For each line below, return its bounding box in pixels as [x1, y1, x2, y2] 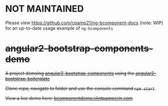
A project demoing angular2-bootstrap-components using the [5, 70, 135, 76]
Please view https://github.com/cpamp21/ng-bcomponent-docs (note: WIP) [5, 20, 163, 26]
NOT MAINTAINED [5, 3, 84, 15]
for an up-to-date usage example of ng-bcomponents [5, 25, 113, 31]
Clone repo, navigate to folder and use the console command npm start [5, 85, 155, 91]
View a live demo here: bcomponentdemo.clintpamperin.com [5, 95, 133, 101]
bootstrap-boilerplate [5, 75, 50, 81]
